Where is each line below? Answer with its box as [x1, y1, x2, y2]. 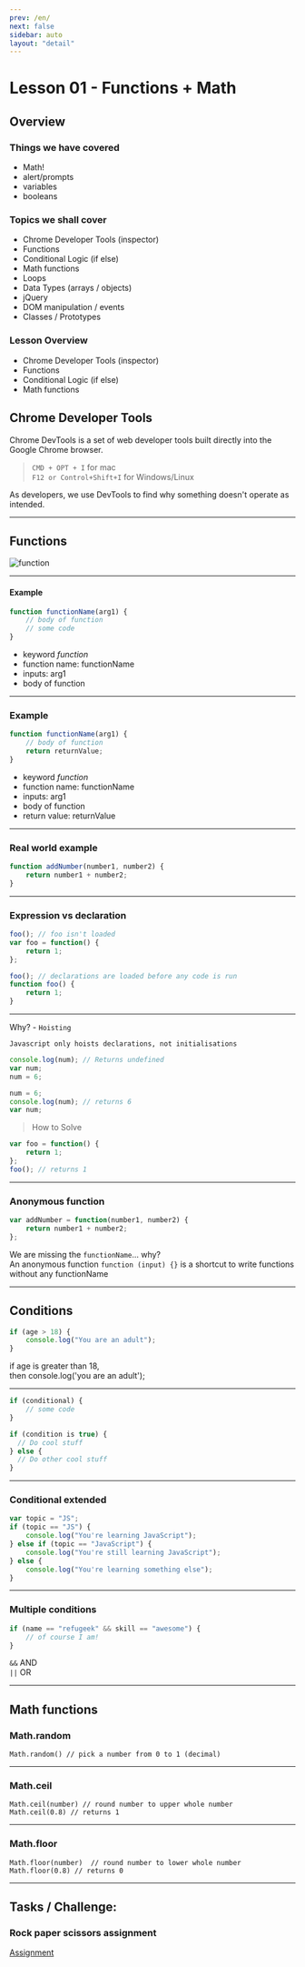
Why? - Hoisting [9, 1022, 72, 1033]
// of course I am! [25, 1632, 100, 1641]
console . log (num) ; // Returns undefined [9, 1056, 165, 1065]
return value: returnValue [22, 810, 116, 821]
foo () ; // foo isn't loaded [9, 929, 116, 939]
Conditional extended [9, 1493, 107, 1506]
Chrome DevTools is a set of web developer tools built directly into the [9, 434, 272, 446]
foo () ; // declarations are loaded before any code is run [9, 971, 238, 980]
